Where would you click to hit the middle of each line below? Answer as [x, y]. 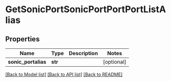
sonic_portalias [27, 62]
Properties [23, 39]
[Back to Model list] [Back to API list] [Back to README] [64, 74]
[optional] [114, 62]
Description [83, 53]
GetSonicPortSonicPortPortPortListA [86, 9]
